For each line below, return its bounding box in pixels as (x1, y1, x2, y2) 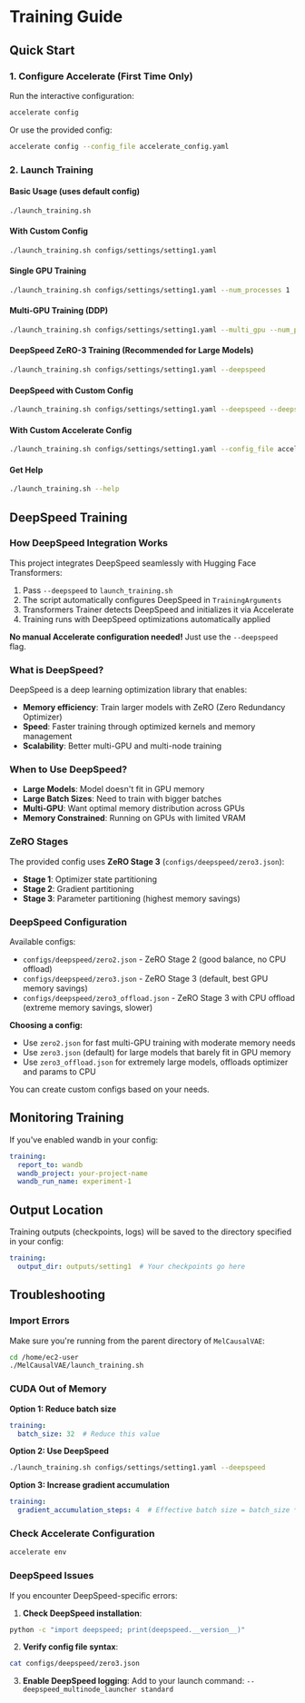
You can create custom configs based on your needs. (9, 1084, 211, 1095)
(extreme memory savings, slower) (22, 1002, 153, 1014)
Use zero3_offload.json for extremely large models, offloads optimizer (22, 1056, 289, 1068)
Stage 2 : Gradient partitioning (22, 883, 134, 894)
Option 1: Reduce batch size (9, 1403, 117, 1414)
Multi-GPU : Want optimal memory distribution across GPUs (22, 803, 245, 814)
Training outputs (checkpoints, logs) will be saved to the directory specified (9, 1226, 292, 1237)
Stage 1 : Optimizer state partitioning (22, 874, 157, 885)
